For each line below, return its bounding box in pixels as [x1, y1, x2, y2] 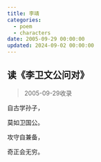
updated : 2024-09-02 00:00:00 [7, 42, 95, 49]
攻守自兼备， [7, 132, 44, 141]
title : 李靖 [7, 10, 39, 17]
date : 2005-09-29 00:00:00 [7, 36, 85, 43]
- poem [13, 23, 33, 30]
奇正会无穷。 [7, 148, 44, 156]
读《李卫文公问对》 [7, 70, 89, 81]
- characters [13, 29, 51, 37]
